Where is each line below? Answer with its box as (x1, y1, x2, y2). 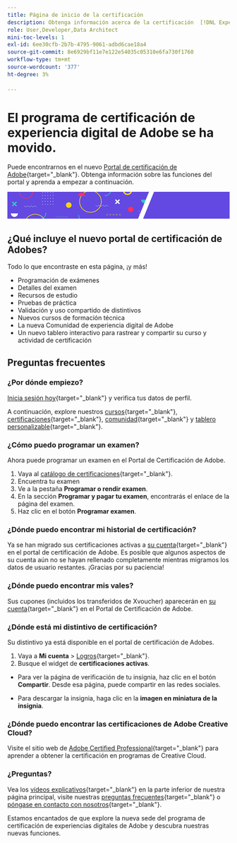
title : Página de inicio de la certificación (7, 11, 143, 18)
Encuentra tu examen (17, 477, 80, 486)
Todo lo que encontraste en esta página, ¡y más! (7, 262, 148, 271)
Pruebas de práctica (17, 298, 77, 307)
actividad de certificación (17, 336, 92, 345)
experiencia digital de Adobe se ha (7, 124, 214, 140)
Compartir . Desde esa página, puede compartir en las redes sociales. (17, 680, 221, 689)
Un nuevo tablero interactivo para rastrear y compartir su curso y (17, 329, 207, 337)
